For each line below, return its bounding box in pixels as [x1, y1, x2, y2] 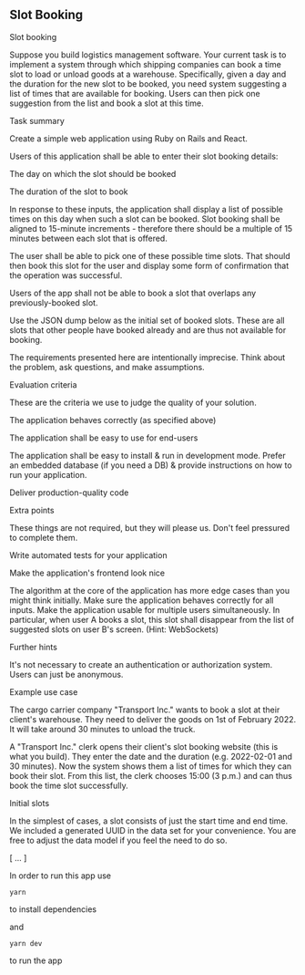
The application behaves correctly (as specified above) [9, 414, 217, 425]
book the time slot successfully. [9, 780, 129, 791]
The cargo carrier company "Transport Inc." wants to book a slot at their [9, 704, 280, 715]
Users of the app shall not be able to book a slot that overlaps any [9, 287, 257, 298]
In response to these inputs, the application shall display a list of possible [9, 203, 284, 214]
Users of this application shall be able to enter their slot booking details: [9, 150, 279, 161]
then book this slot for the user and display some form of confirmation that [9, 260, 290, 271]
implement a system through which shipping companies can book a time [9, 58, 282, 69]
